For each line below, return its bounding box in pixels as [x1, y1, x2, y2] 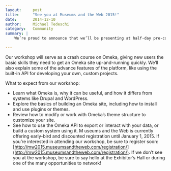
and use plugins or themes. [12, 106, 70, 112]
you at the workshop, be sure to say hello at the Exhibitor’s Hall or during [12, 154, 165, 160]
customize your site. [12, 117, 55, 123]
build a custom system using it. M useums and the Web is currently [12, 127, 154, 133]
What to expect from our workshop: [5, 80, 80, 86]
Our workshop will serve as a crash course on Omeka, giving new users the [5, 54, 164, 60]
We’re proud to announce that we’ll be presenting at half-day [14, 36, 152, 41]
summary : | [5, 31, 28, 36]
